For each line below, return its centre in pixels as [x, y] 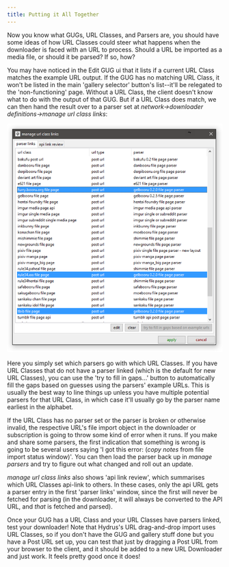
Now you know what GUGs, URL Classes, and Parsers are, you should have [113, 35]
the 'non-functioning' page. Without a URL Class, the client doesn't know [110, 92]
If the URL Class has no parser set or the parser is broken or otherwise [107, 420]
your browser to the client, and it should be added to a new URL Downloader [115, 549]
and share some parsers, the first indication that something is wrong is [107, 442]
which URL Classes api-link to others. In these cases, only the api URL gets [113, 485]
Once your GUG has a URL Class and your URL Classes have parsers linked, [114, 520]
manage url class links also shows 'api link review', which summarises [106, 478]
